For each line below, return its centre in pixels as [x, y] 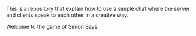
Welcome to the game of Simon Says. [52, 27]
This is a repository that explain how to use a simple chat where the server [98, 9]
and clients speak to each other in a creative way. [67, 15]
